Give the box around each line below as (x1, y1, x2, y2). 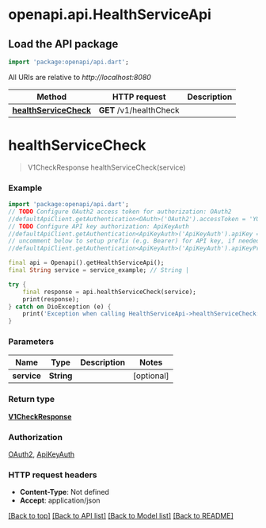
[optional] (132, 370, 169, 381)
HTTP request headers (8, 469, 97, 480)
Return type (8, 394, 55, 405)
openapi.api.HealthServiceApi (8, 6, 212, 24)
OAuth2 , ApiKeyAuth (8, 450, 75, 459)
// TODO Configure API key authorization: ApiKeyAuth (8, 222, 190, 231)
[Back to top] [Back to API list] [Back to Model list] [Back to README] (8, 511, 234, 521)
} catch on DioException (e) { (8, 303, 112, 311)
